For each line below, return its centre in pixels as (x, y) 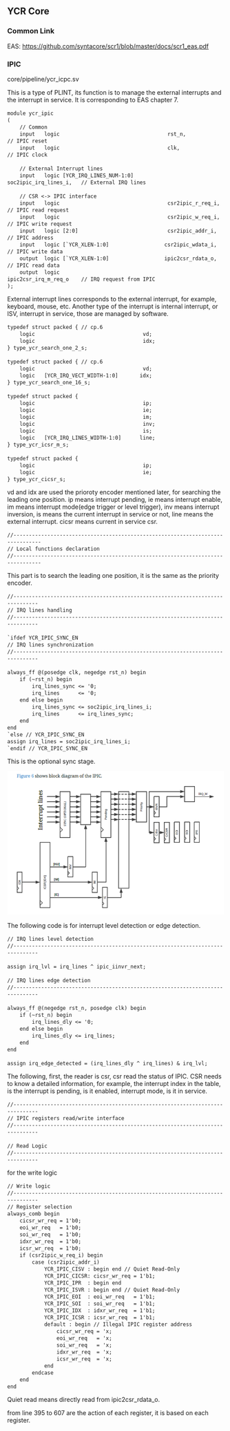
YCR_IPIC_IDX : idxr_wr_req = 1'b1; (100, 1310)
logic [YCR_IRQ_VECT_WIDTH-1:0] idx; (86, 375)
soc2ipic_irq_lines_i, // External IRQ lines (77, 183)
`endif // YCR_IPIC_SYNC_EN (48, 748)
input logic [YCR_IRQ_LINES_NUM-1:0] (77, 176)
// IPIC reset (28, 141)
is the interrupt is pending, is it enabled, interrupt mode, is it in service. (107, 1091)
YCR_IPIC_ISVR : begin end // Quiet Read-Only (112, 1290)
